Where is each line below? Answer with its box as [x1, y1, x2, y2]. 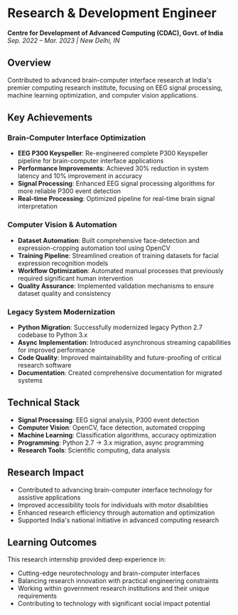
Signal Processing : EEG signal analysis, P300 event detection [17, 415, 200, 424]
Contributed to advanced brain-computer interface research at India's [7, 76, 212, 84]
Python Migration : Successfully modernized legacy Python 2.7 [17, 323, 202, 332]
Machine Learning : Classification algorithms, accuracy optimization [17, 430, 217, 439]
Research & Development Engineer [7, 5, 217, 21]
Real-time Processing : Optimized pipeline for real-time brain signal [17, 195, 215, 203]
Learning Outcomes [7, 537, 97, 549]
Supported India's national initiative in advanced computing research [17, 515, 220, 524]
